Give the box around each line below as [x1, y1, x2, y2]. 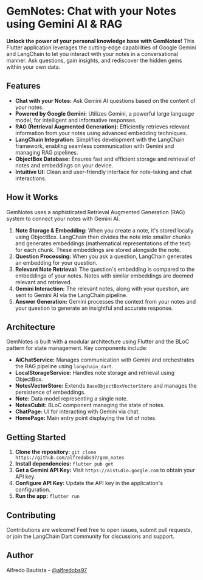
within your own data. [6, 63, 61, 71]
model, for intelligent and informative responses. [15, 116, 137, 124]
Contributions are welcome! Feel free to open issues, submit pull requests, [6, 526, 193, 533]
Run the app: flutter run [15, 492, 80, 500]
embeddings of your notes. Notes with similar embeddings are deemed [15, 272, 193, 279]
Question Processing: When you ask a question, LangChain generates [15, 253, 193, 260]
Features [6, 81, 41, 91]
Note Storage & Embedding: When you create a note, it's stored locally [15, 226, 194, 234]
